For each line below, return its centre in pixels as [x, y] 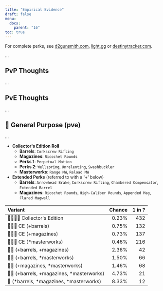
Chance [118, 210]
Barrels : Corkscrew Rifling [46, 151]
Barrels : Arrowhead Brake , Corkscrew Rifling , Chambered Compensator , [89, 182]
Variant [16, 210]
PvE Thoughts [27, 98]
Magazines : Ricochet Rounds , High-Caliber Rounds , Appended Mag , [85, 193]
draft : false [18, 14]
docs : [15, 23]
